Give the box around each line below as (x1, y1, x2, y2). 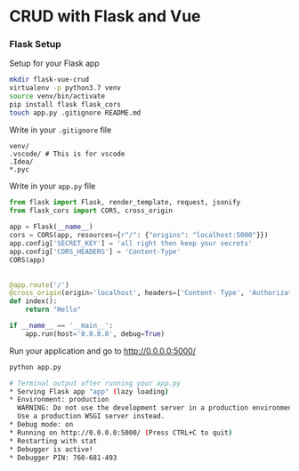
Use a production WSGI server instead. (17, 411, 166, 421)
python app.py (9, 363, 62, 371)
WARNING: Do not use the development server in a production (17, 403, 249, 412)
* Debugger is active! (9, 444, 93, 454)
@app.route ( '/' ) (9, 280, 69, 290)
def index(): (9, 297, 58, 306)
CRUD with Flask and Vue (9, 6, 202, 27)
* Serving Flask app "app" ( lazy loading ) (9, 387, 169, 396)
